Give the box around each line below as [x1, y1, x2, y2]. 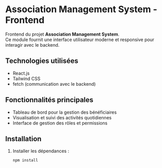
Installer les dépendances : [12, 148, 70, 154]
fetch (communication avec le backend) [12, 81, 96, 87]
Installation [5, 135, 42, 143]
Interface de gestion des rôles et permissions [12, 120, 108, 126]
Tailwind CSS [12, 75, 41, 82]
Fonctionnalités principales [5, 95, 94, 105]
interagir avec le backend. [5, 42, 60, 48]
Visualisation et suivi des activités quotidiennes [12, 114, 112, 120]
